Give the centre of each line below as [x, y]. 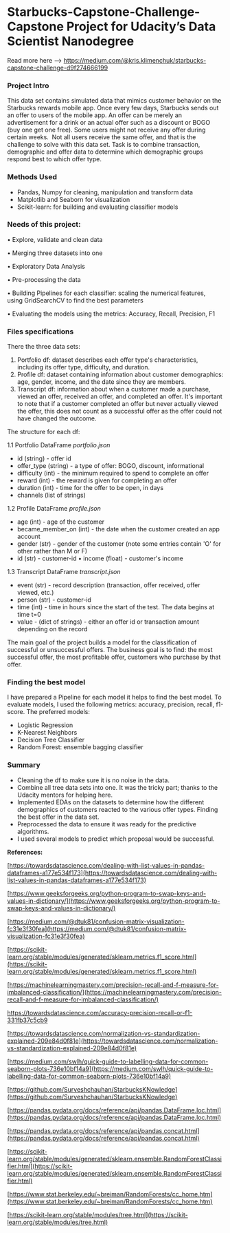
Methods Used [32, 177]
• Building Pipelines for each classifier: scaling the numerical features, [106, 293]
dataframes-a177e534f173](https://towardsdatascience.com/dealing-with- [112, 873]
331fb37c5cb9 [27, 1020]
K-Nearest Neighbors [47, 733]
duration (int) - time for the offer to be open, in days [90, 488]
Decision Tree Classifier [51, 740]
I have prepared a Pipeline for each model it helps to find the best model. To [114, 697]
